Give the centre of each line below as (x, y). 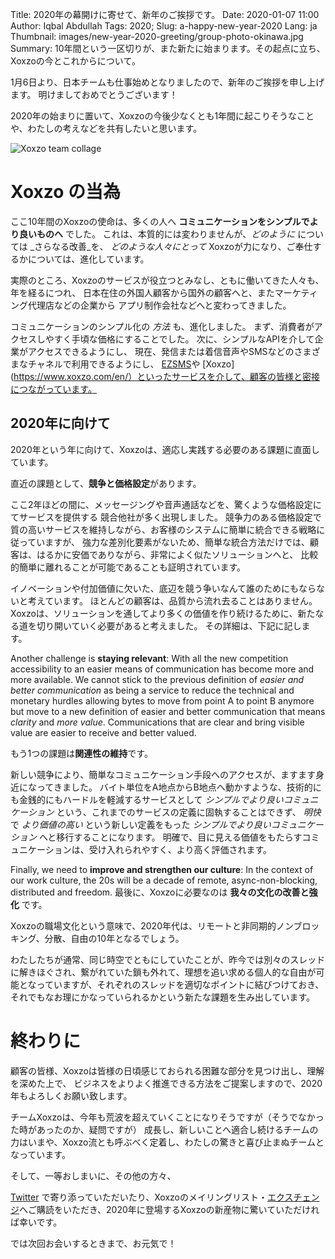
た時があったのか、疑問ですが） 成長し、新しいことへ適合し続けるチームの (164, 1129)
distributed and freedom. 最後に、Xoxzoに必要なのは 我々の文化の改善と (160, 892)
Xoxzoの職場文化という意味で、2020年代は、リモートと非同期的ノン (152, 925)
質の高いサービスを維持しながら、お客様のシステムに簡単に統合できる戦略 (163, 529)
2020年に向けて (60, 423)
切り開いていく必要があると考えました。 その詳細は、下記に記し (169, 625)
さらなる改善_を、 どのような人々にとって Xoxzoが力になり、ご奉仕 (173, 246)
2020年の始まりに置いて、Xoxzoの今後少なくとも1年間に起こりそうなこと (162, 116)
